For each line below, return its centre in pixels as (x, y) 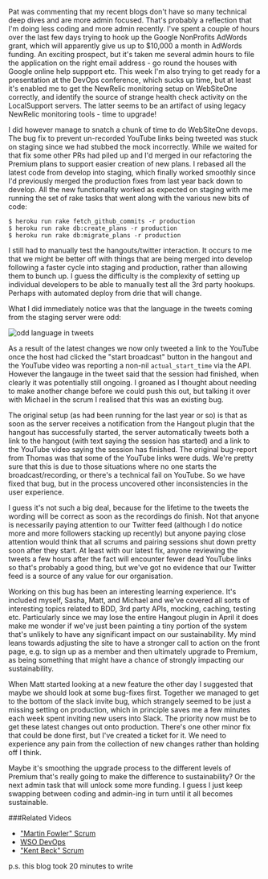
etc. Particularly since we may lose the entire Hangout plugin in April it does (134, 617)
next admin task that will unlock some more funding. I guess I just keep (126, 785)
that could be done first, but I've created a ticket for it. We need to (118, 735)
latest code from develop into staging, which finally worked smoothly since (132, 173)
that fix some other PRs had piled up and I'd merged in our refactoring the (130, 155)
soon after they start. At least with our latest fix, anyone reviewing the (123, 550)
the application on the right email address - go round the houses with (123, 63)
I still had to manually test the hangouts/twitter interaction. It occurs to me (130, 250)
